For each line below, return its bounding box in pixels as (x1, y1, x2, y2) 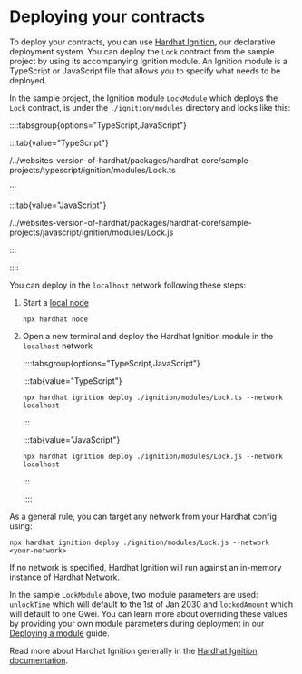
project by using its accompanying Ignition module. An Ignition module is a (9, 55, 288, 66)
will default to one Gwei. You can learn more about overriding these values (9, 608, 288, 619)
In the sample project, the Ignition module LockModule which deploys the (9, 93, 278, 103)
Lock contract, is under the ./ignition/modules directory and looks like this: (9, 102, 291, 112)
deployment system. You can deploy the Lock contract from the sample (9, 45, 275, 56)
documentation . (9, 655, 69, 666)
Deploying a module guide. (9, 628, 111, 639)
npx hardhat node (22, 315, 89, 324)
